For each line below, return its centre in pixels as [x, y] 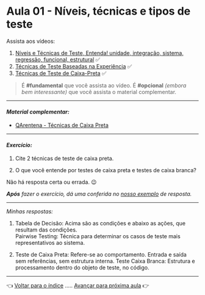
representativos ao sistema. [50, 243]
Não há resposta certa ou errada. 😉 [52, 182]
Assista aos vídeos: [31, 41]
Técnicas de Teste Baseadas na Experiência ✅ [74, 66]
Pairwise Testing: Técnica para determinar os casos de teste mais [98, 236]
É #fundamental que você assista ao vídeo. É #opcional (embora [104, 85]
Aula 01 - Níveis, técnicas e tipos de [99, 11]
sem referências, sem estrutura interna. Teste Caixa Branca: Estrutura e [105, 261]
